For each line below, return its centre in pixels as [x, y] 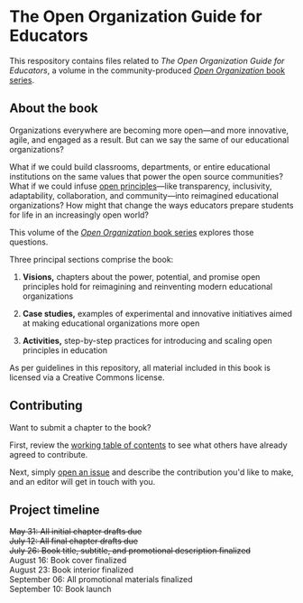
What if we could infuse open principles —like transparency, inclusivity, [141, 186]
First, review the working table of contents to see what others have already [148, 445]
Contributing [46, 406]
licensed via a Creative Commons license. [87, 377]
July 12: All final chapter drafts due [73, 541]
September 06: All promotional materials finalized [101, 580]
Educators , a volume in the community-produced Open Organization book [147, 70]
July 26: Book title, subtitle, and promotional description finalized [130, 551]
